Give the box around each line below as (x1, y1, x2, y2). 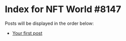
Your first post (12, 30, 43, 36)
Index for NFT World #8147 (5, 4, 121, 15)
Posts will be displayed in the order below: (5, 20, 94, 26)
